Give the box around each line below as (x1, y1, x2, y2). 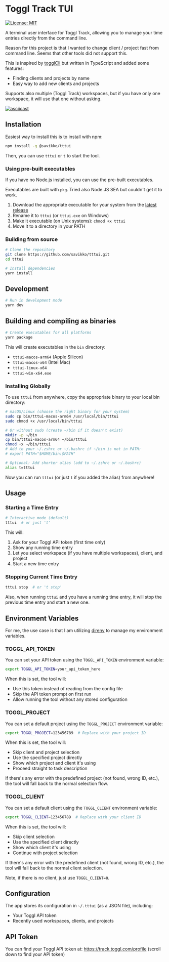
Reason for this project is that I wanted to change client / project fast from (5, 45, 159, 51)
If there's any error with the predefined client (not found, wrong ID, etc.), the (5, 859, 164, 865)
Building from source (5, 236, 58, 243)
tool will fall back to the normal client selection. (5, 865, 103, 871)
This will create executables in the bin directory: (5, 344, 106, 350)
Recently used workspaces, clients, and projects (12, 918, 114, 924)
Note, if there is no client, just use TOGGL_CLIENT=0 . (5, 874, 110, 881)
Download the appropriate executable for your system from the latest (12, 201, 157, 207)
